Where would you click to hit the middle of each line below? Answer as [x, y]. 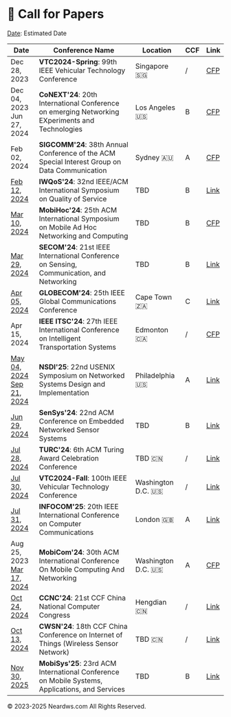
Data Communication [73, 170]
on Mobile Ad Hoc [68, 227]
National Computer [69, 606]
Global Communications [78, 301]
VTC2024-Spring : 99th [78, 61]
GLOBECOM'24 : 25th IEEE [82, 292]
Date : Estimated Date [37, 33]
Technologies [60, 129]
